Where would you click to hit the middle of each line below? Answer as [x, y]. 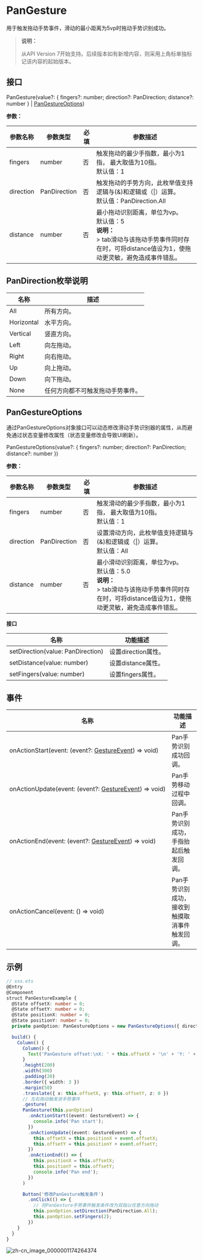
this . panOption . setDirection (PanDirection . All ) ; [95, 1211]
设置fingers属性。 [134, 675]
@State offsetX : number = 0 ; [48, 1004]
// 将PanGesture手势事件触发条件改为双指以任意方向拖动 [96, 1206]
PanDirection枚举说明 [47, 281]
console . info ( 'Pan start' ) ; [68, 1122]
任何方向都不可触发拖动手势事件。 [93, 391]
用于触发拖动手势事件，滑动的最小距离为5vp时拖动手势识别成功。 [88, 28]
